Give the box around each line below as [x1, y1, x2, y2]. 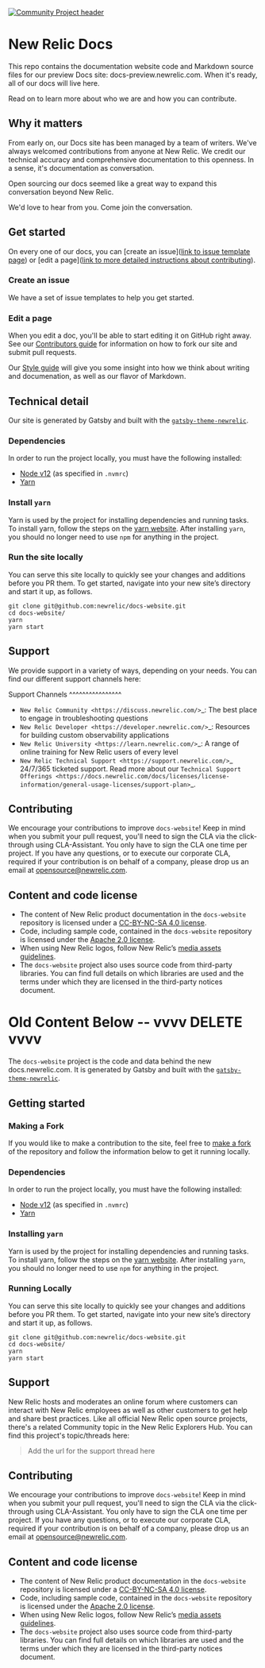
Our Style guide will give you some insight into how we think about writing [8, 363, 250, 373]
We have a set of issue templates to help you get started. [8, 292, 194, 302]
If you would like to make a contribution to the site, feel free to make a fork [8, 1138, 252, 1148]
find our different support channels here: [8, 674, 141, 683]
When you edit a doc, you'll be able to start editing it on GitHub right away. [8, 330, 252, 341]
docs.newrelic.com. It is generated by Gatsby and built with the [8, 1065, 215, 1075]
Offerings [19, 772, 53, 780]
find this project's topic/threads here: [8, 1431, 130, 1440]
